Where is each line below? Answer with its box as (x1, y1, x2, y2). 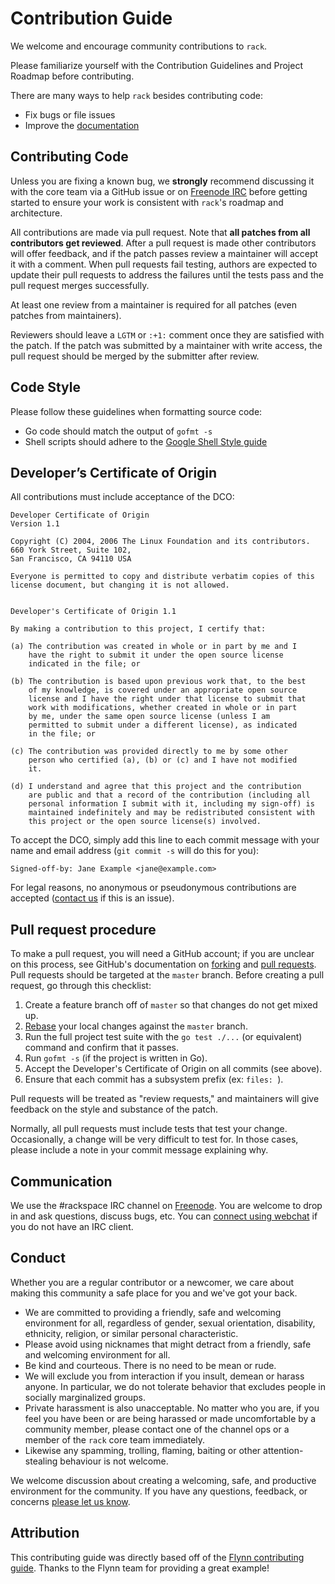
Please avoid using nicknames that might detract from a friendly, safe (24, 1338, 312, 1350)
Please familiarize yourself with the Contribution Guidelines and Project (10, 59, 303, 71)
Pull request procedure (10, 921, 157, 938)
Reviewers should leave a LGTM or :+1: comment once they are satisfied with (10, 328, 325, 341)
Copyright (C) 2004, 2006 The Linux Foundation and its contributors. (10, 537, 311, 547)
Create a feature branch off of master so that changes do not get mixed (24, 999, 318, 1011)
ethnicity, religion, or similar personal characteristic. (24, 1327, 239, 1339)
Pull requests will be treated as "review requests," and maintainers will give (10, 1093, 320, 1105)
